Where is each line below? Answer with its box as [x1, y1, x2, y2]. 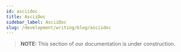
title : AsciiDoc [6, 14, 46, 20]
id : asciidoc [6, 8, 38, 14]
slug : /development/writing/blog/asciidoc [6, 24, 111, 31]
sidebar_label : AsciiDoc [6, 19, 67, 25]
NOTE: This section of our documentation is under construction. [20, 40, 176, 47]
